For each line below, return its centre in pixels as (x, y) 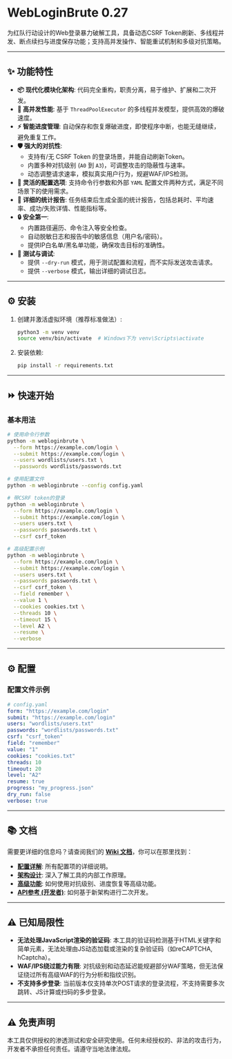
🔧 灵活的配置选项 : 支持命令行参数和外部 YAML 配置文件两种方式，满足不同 (120, 182)
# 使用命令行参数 (28, 434)
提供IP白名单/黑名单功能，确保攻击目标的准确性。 (98, 245)
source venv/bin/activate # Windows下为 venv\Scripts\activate (110, 339)
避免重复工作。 (38, 137)
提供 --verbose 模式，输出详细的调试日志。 (88, 271)
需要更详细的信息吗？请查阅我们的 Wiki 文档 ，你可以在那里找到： (100, 851)
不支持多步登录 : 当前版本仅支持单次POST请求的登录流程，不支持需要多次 (121, 983)
